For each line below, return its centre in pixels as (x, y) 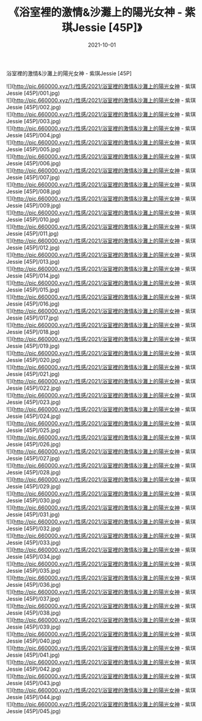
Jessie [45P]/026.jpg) (34, 444)
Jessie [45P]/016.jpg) (33, 304)
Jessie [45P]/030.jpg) (34, 500)
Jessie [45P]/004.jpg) (34, 135)
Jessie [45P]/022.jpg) (34, 388)
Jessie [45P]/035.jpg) (34, 570)
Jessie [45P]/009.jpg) (34, 205)
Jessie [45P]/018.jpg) (33, 332)
